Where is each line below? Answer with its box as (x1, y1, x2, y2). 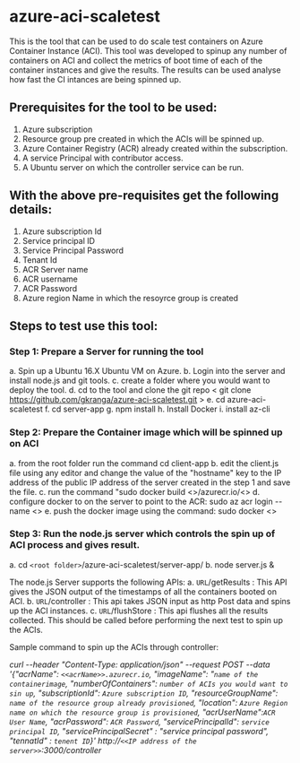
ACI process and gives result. (9, 539, 141, 551)
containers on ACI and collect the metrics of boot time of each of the (9, 55, 263, 65)
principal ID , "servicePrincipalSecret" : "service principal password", (9, 725, 269, 736)
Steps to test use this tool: (9, 318, 159, 334)
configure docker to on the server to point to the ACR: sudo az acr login (9, 496, 273, 507)
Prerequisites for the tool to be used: (9, 100, 218, 116)
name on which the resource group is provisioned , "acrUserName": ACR (9, 707, 276, 717)
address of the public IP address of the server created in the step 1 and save (9, 477, 291, 488)
